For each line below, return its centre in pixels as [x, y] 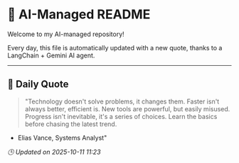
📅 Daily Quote [38, 84]
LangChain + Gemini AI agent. [51, 55]
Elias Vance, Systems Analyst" [62, 137]
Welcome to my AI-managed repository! [66, 34]
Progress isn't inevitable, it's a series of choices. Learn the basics [121, 116]
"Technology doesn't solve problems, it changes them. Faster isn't [122, 101]
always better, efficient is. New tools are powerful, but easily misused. [127, 108]
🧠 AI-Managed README [79, 15]
